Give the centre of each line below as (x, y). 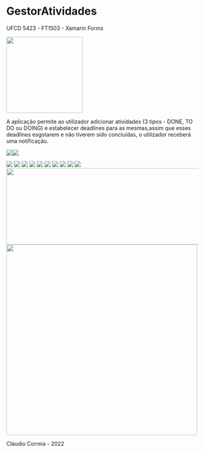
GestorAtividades (52, 11)
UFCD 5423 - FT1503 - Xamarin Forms (55, 28)
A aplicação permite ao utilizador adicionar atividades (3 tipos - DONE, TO (100, 121)
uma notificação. (27, 141)
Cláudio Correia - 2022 (35, 443)
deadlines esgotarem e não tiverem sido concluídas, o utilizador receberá (99, 134)
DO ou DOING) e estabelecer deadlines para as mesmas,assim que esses (99, 128)
